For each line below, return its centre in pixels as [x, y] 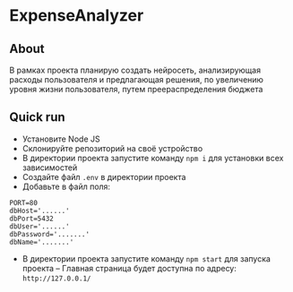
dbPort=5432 [31, 219]
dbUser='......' [39, 226]
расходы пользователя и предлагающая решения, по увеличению [137, 80]
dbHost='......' [39, 210]
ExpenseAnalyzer [77, 16]
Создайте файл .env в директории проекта [104, 176]
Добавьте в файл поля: [66, 186]
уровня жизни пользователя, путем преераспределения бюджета [136, 89]
